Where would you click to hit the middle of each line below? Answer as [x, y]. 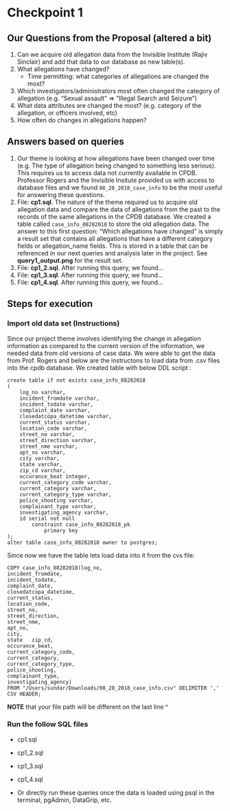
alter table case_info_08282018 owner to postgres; [82, 542]
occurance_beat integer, [55, 476]
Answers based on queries [66, 142]
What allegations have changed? [63, 69]
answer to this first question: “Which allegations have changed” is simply [120, 231]
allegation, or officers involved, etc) [67, 113]
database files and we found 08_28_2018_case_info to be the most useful [120, 187]
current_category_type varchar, [66, 494]
